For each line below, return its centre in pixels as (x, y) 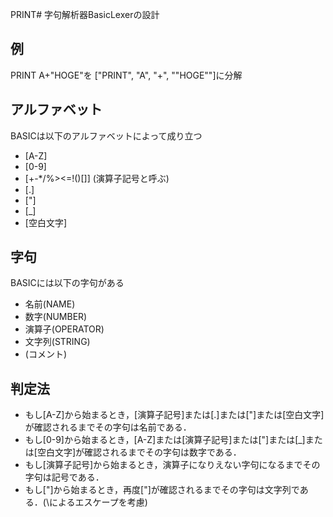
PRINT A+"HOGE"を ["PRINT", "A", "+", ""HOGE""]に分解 (126, 75)
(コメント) (46, 354)
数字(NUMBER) (56, 317)
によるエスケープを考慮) (98, 502)
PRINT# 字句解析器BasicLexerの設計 (85, 14)
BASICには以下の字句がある (67, 283)
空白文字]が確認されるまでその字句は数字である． (139, 452)
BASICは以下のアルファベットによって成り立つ (106, 135)
